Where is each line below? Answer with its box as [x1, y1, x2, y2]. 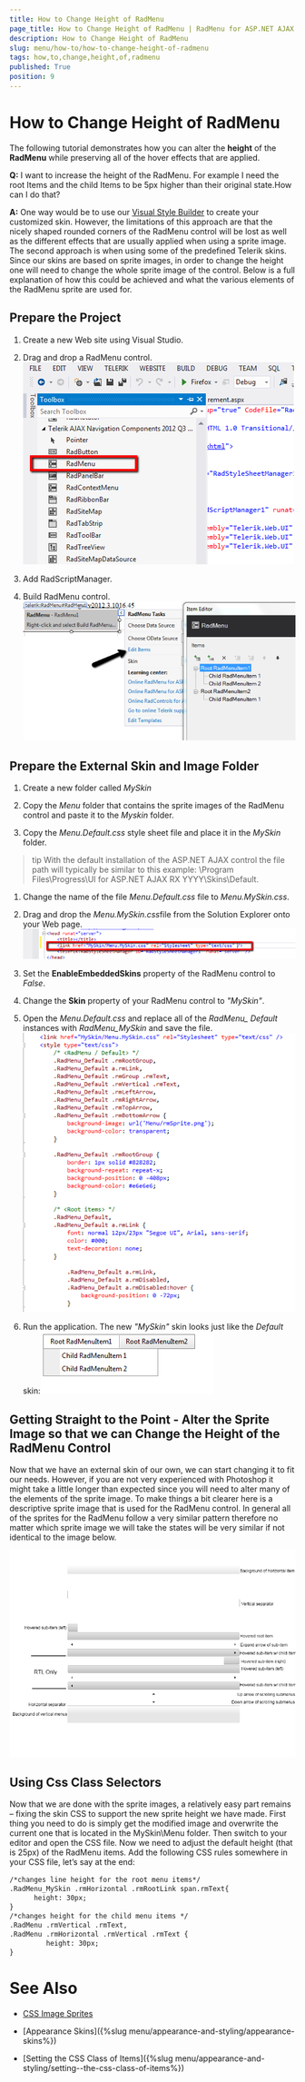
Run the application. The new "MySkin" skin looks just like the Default [22, 1322, 284, 1333]
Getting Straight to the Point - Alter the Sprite [9, 1412, 271, 1427]
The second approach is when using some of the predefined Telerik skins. [9, 245, 288, 256]
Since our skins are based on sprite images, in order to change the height [9, 254, 284, 265]
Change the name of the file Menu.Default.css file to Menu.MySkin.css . [22, 891, 290, 903]
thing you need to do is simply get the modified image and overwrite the [9, 1818, 279, 1829]
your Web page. [22, 918, 84, 930]
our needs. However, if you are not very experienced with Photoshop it [9, 1473, 274, 1484]
